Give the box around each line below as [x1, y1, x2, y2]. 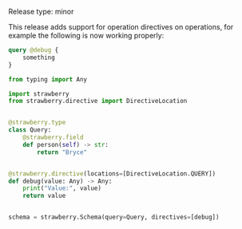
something [22, 53, 56, 61]
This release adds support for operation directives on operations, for [8, 22, 234, 31]
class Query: [8, 126, 52, 134]
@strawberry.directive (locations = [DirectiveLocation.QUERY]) [8, 169, 216, 178]
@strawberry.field [22, 133, 84, 141]
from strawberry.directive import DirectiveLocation [8, 97, 188, 105]
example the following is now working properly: [8, 31, 165, 40]
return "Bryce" [37, 148, 88, 156]
